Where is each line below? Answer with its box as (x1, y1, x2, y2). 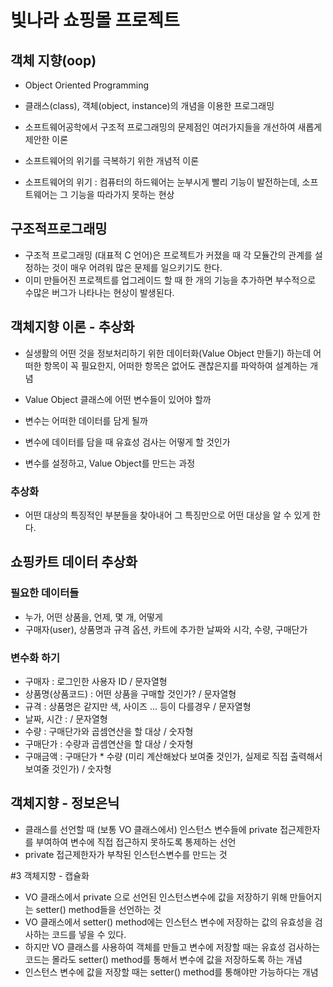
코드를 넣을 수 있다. (51, 928, 127, 940)
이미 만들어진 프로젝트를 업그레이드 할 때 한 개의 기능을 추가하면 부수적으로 (24, 274, 317, 286)
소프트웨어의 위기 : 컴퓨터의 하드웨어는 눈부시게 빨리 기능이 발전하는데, (24, 176, 300, 188)
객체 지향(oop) (10, 52, 97, 69)
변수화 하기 (10, 651, 61, 665)
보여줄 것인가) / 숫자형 (24, 762, 112, 775)
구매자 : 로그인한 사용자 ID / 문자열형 (24, 675, 168, 687)
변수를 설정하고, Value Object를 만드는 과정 (24, 457, 196, 469)
